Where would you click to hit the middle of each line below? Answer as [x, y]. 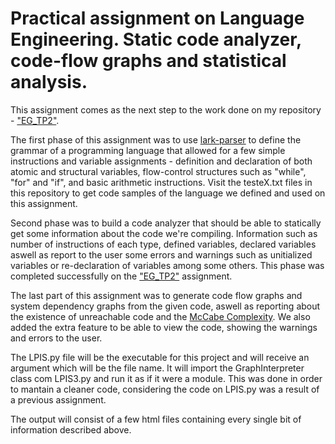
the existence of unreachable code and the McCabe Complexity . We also [160, 316]
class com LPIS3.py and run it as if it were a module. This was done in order [166, 378]
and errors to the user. [56, 338]
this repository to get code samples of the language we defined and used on [168, 193]
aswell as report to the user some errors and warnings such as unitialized [161, 254]
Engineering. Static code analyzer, [156, 39]
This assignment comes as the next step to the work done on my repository [166, 109]
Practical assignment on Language [157, 18]
